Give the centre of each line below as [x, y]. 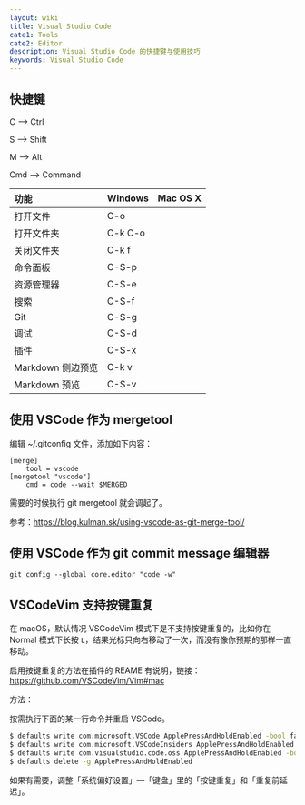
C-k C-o [126, 233]
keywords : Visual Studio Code [67, 60]
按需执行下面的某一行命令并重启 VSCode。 [89, 719]
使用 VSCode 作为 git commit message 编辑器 [139, 553]
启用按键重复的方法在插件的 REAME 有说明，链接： [105, 670]
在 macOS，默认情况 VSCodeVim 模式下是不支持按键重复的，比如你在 [140, 629]
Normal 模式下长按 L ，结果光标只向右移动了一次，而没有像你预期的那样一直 [151, 640]
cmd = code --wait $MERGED [77, 484]
